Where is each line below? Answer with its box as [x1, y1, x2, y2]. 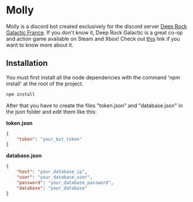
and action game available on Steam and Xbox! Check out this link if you [6, 35, 180, 42]
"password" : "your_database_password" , [16, 179, 114, 186]
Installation [6, 58, 48, 68]
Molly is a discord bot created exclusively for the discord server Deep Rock [6, 23, 187, 30]
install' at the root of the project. [6, 80, 84, 87]
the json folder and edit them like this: [6, 108, 97, 115]
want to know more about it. [6, 41, 74, 48]
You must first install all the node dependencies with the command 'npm [6, 74, 180, 81]
